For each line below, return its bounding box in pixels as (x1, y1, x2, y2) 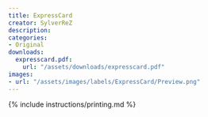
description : (8, 26, 52, 34)
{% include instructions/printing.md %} (8, 100, 137, 109)
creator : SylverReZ (8, 19, 73, 27)
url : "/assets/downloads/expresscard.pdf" (22, 63, 165, 71)
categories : (8, 33, 48, 42)
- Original (8, 41, 44, 49)
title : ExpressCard (8, 11, 73, 20)
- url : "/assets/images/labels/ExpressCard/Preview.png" (8, 77, 201, 85)
